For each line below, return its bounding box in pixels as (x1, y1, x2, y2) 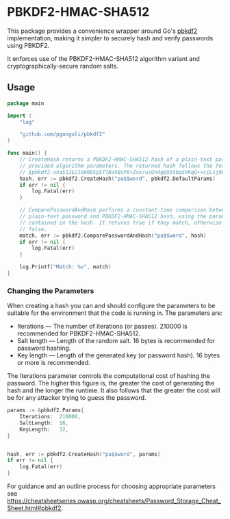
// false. (19, 225, 48, 233)
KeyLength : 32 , (19, 426, 69, 433)
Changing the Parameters (7, 286, 94, 295)
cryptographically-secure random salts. (7, 62, 118, 70)
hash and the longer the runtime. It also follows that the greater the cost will (7, 386, 220, 394)
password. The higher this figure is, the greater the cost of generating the (7, 379, 215, 388)
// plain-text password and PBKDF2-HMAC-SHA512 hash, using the (19, 213, 207, 220)
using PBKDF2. (7, 41, 50, 49)
